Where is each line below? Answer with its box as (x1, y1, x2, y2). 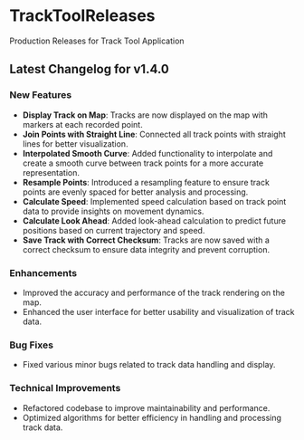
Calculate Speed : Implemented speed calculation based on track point (22, 196, 287, 206)
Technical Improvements (9, 382, 121, 395)
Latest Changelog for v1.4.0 (9, 62, 169, 77)
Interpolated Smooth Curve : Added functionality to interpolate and (22, 148, 273, 158)
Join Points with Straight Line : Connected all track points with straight (22, 129, 287, 139)
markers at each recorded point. (22, 119, 143, 129)
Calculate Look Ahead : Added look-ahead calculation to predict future (22, 215, 287, 226)
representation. (22, 167, 80, 177)
